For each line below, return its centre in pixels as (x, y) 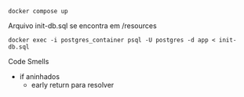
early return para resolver (73, 85)
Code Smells (29, 61)
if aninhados (40, 77)
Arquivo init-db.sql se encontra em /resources (82, 26)
